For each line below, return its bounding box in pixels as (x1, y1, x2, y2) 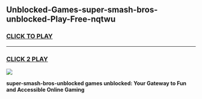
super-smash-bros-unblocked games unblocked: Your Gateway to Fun (6, 79, 187, 86)
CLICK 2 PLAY (6, 55, 48, 63)
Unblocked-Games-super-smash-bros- (6, 5, 158, 15)
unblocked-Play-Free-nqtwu (6, 14, 116, 25)
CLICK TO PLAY (6, 32, 53, 41)
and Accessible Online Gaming (6, 86, 85, 93)
